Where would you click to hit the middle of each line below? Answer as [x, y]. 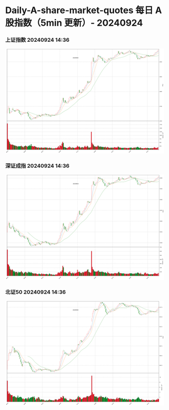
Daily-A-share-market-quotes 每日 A [84, 10]
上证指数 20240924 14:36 [37, 40]
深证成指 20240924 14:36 [37, 166]
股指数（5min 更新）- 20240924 [74, 23]
